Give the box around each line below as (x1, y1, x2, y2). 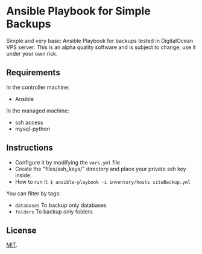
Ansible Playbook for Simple (6, 4, 151, 18)
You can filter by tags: (6, 189, 61, 197)
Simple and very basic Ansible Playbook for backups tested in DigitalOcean (6, 37, 194, 44)
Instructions (6, 143, 53, 153)
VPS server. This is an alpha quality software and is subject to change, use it (6, 44, 196, 51)
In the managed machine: (6, 107, 69, 114)
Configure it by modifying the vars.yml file (14, 158, 121, 166)
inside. (14, 171, 32, 179)
